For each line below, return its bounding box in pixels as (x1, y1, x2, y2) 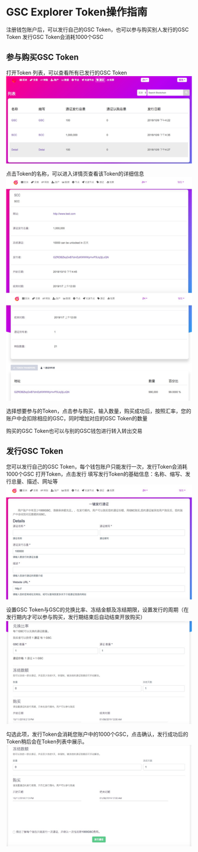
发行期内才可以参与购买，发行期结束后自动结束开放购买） (6, 613, 146, 620)
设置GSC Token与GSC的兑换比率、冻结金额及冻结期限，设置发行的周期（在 (6, 606, 189, 613)
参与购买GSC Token (6, 52, 79, 62)
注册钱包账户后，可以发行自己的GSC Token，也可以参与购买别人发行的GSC (6, 26, 189, 33)
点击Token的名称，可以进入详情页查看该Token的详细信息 (6, 170, 144, 177)
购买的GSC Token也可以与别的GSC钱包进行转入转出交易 (6, 427, 143, 434)
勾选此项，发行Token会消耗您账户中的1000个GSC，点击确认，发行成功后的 (6, 731, 189, 738)
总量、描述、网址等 (11, 478, 58, 485)
